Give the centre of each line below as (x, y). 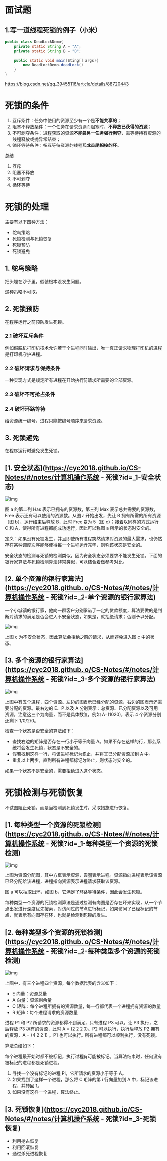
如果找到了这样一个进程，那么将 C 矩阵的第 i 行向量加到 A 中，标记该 (83, 1080)
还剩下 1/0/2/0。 (22, 720)
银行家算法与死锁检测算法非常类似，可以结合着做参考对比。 (66, 562)
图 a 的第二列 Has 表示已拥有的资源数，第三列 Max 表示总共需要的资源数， (82, 509)
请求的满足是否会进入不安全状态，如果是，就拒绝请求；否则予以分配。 (85, 616)
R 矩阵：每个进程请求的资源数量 (45, 1013)
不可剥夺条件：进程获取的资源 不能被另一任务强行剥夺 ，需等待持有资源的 (86, 133)
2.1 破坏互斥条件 (24, 336)
